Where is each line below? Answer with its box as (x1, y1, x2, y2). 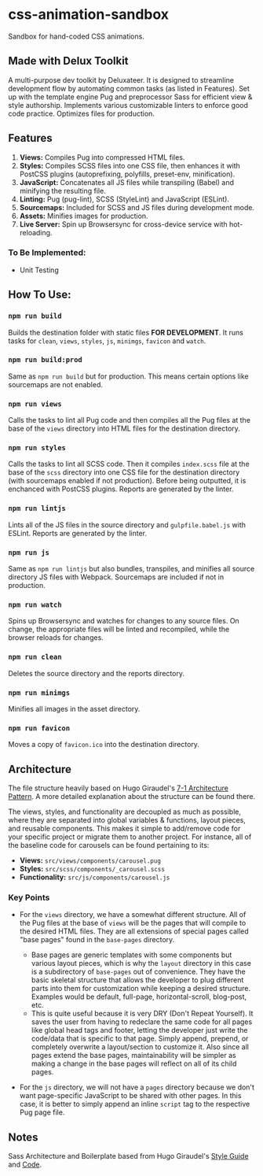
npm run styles (8, 443, 67, 453)
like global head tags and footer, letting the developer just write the (31, 1026, 248, 1035)
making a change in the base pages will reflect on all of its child (31, 1059, 237, 1068)
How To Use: (8, 288, 71, 301)
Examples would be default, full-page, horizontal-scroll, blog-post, (31, 992, 247, 1001)
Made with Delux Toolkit (8, 54, 129, 68)
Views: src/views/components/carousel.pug (19, 856, 161, 865)
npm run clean (8, 653, 62, 662)
